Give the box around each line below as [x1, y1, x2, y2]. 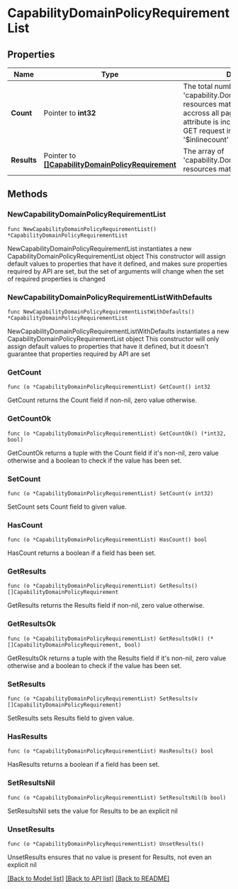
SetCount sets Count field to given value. [7, 502, 127, 511]
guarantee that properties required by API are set [7, 350, 151, 358]
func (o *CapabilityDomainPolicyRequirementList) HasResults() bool [7, 748, 214, 755]
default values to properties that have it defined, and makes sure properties [7, 259, 228, 268]
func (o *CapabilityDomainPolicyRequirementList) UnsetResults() [7, 840, 204, 847]
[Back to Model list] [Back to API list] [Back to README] [7, 874, 170, 883]
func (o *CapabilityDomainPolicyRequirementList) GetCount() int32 [7, 384, 211, 391]
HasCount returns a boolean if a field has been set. [7, 549, 157, 557]
